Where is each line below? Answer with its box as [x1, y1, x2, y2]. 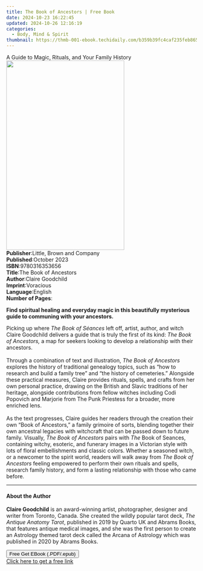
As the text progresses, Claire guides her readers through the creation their [6, 415, 194, 422]
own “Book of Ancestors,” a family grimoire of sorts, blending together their [6, 421, 195, 428]
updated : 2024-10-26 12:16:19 [6, 20, 83, 26]
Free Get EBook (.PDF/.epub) [9, 551, 76, 558]
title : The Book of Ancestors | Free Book [6, 8, 115, 15]
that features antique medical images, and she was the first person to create [6, 525, 196, 532]
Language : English [6, 289, 52, 295]
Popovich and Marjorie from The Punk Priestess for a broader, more [6, 395, 175, 402]
